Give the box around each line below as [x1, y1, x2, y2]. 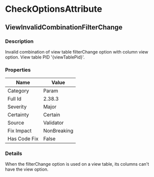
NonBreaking [43, 127, 74, 134]
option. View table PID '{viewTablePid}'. [5, 54, 85, 60]
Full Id [7, 95, 22, 102]
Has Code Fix [7, 135, 39, 142]
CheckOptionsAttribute [5, 3, 103, 15]
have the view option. [5, 166, 49, 173]
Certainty [7, 112, 29, 118]
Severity [7, 103, 27, 110]
